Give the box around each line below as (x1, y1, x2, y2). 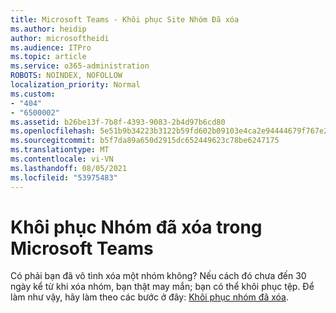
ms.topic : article (10, 52, 87, 62)
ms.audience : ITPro (10, 42, 92, 53)
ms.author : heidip (10, 24, 87, 34)
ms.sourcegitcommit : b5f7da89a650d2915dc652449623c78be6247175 (10, 136, 280, 146)
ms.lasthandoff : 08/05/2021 (10, 163, 128, 173)
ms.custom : (10, 89, 56, 99)
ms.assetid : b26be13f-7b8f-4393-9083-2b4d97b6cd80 (10, 117, 226, 127)
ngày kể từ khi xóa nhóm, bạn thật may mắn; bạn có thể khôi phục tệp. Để (10, 281, 315, 293)
